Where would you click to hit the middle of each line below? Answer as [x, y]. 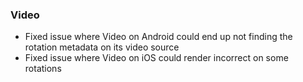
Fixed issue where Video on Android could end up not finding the [158, 37]
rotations [43, 69]
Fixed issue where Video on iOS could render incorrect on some [156, 58]
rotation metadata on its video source [102, 47]
